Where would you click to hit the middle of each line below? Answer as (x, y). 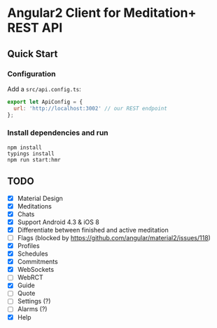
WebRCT (30, 277)
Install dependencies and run (58, 133)
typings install (31, 153)
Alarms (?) (32, 309)
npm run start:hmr (34, 159)
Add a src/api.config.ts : (44, 88)
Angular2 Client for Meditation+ (102, 13)
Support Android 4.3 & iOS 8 (58, 222)
